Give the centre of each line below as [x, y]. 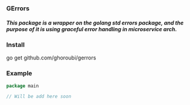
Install [16, 44]
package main [23, 86]
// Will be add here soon [39, 97]
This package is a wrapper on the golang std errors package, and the [95, 23]
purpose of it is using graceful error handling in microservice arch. [92, 29]
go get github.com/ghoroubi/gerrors [51, 58]
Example [19, 73]
